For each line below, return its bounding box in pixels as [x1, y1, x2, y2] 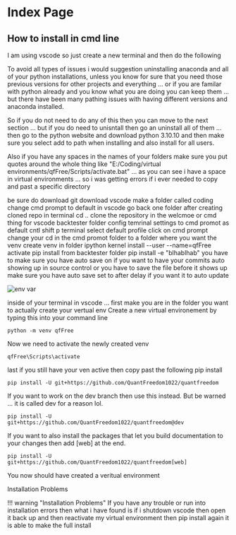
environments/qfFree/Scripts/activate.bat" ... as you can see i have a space [7, 167, 226, 175]
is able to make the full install [7, 521, 92, 529]
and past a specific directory [7, 182, 91, 191]
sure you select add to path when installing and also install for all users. [7, 139, 215, 147]
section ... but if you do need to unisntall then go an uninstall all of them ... [7, 124, 222, 131]
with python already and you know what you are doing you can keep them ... [7, 88, 230, 95]
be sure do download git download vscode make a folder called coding [7, 196, 213, 204]
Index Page [7, 4, 74, 20]
